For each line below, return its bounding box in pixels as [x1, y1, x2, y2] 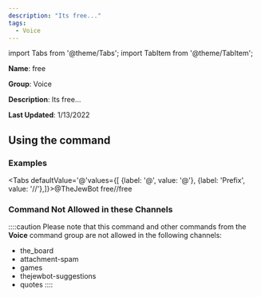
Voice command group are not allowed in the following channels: [8, 231, 222, 240]
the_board [19, 246, 54, 255]
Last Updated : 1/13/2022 [8, 110, 90, 120]
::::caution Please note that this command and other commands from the [8, 222, 247, 232]
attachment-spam [19, 255, 79, 264]
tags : [8, 19, 26, 27]
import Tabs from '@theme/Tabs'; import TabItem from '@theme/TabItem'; [8, 49, 254, 58]
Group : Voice [8, 79, 52, 89]
